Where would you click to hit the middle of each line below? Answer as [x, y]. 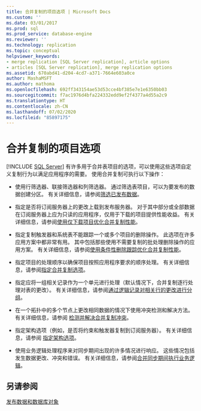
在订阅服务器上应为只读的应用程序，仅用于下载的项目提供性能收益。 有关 [105, 214]
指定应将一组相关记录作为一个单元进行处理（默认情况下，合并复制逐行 [101, 282]
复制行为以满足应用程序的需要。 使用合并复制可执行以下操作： [88, 174]
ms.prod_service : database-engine [49, 34]
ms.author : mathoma [31, 84]
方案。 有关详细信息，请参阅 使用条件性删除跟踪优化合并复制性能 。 [102, 249]
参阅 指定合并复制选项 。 [60, 270]
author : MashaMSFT [29, 78]
